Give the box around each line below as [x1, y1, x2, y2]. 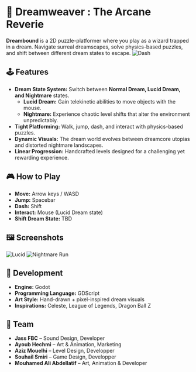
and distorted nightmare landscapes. [14, 142, 104, 149]
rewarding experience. [14, 154, 69, 161]
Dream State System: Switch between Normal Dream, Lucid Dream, [14, 85, 181, 92]
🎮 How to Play [6, 172, 61, 182]
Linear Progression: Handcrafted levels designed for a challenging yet [14, 147, 185, 154]
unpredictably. [23, 116, 59, 123]
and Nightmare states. [14, 92, 70, 99]
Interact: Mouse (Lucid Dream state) [14, 209, 104, 216]
